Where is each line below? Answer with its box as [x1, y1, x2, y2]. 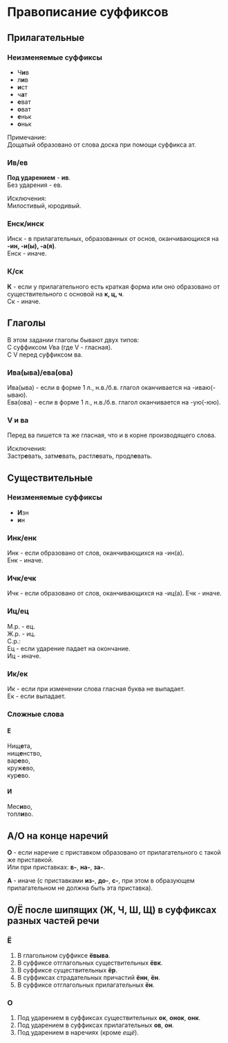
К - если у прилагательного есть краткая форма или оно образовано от [7, 282, 220, 291]
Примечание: [7, 133, 47, 141]
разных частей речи [7, 915, 99, 927]
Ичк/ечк [7, 573, 37, 583]
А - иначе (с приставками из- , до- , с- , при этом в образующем [7, 877, 195, 885]
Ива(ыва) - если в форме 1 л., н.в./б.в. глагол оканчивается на [7, 383, 191, 391]
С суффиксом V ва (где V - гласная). [7, 343, 113, 351]
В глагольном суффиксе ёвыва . [17, 951, 111, 959]
